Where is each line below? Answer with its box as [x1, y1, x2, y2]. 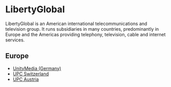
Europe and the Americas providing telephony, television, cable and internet [5, 31, 166, 37]
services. [5, 37, 25, 43]
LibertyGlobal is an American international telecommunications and [5, 20, 147, 27]
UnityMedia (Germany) [12, 65, 62, 71]
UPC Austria [12, 76, 39, 82]
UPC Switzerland [12, 71, 49, 77]
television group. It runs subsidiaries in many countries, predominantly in [5, 26, 159, 32]
